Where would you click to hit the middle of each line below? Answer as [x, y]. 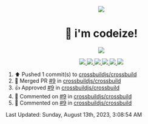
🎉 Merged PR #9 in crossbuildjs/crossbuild [68, 81]
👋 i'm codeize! [101, 34]
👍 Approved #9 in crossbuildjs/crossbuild [67, 88]
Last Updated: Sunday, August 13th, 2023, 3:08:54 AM [74, 114]
